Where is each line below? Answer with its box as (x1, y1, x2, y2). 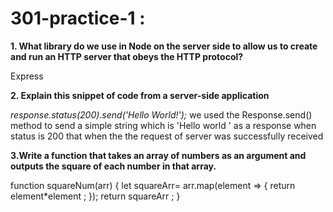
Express (10, 70, 44, 82)
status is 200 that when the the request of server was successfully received (10, 130, 324, 142)
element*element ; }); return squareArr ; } (10, 190, 181, 202)
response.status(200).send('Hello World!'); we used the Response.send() (10, 108, 313, 121)
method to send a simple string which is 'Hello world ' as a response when (10, 119, 317, 131)
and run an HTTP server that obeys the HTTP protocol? (10, 50, 244, 62)
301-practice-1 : (10, 7, 146, 30)
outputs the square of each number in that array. (10, 160, 217, 172)
